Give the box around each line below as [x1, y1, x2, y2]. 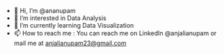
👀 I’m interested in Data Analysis [13, 14, 106, 22]
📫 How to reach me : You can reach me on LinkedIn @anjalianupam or [13, 29, 217, 37]
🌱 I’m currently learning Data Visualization [13, 21, 134, 29]
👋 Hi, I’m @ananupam [13, 7, 76, 15]
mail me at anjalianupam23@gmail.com [13, 39, 127, 47]
